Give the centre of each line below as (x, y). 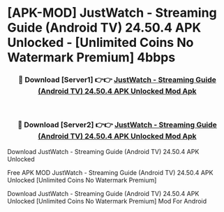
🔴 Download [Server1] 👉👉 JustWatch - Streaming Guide (117, 80)
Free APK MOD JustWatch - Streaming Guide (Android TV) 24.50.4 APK (110, 172)
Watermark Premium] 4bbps (91, 58)
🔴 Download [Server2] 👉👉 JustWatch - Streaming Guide (117, 125)
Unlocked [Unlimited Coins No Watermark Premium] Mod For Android (107, 201)
